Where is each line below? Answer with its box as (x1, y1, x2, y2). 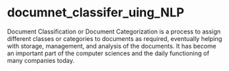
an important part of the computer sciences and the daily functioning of (7, 49, 210, 57)
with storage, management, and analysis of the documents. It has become (7, 42, 217, 50)
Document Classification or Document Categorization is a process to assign (7, 27, 221, 35)
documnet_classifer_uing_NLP (7, 5, 184, 20)
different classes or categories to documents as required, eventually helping (7, 34, 223, 42)
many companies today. (7, 56, 75, 64)
